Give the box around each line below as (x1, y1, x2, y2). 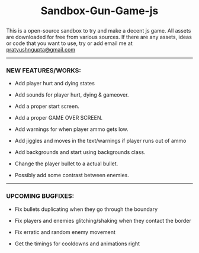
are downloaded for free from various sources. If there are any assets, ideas (6, 34, 192, 41)
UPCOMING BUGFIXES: (6, 192, 75, 200)
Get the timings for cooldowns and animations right (14, 240, 140, 247)
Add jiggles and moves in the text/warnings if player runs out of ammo (14, 137, 187, 145)
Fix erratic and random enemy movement (14, 228, 115, 235)
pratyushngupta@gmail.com (6, 46, 76, 53)
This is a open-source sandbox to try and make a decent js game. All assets (6, 27, 191, 34)
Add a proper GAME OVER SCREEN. (14, 114, 102, 121)
